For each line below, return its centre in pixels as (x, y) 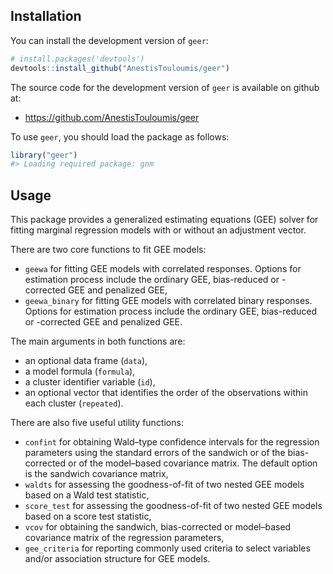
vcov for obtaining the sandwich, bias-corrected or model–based (158, 527)
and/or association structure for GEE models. (117, 559)
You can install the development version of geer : (109, 40)
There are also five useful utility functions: (97, 423)
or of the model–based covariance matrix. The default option (192, 463)
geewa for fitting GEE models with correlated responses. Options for (163, 269)
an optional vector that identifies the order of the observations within (166, 393)
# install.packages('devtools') (77, 59)
